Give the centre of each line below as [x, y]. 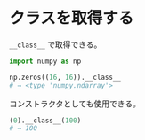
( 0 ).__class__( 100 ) [45, 121]
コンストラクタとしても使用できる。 [75, 104]
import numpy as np [45, 61]
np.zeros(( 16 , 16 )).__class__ [65, 77]
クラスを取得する [72, 18]
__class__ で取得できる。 [56, 44]
